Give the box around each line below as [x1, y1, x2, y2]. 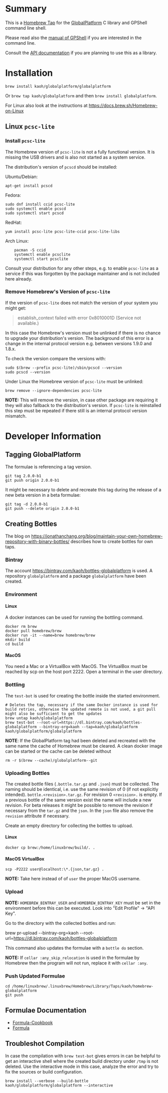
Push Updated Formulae [5, 972, 65, 979]
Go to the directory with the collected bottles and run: [5, 920, 116, 926]
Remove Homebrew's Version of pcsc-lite [5, 288, 110, 295]
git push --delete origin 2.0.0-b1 [5, 506, 80, 511]
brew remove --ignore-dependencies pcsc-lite [5, 388, 102, 393]
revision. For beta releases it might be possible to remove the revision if [5, 802, 153, 808]
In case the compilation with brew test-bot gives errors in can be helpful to [5, 1052, 160, 1059]
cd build [5, 642, 24, 647]
